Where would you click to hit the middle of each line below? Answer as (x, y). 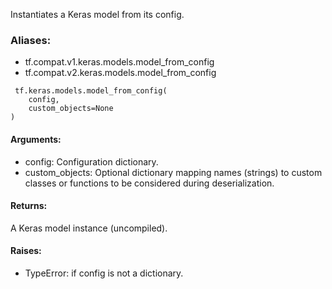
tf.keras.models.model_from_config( (91, 91)
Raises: (26, 251)
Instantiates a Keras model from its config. (97, 14)
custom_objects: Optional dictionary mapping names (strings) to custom (173, 172)
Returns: (29, 206)
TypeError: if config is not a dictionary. (104, 273)
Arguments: (36, 139)
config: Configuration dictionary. (91, 161)
